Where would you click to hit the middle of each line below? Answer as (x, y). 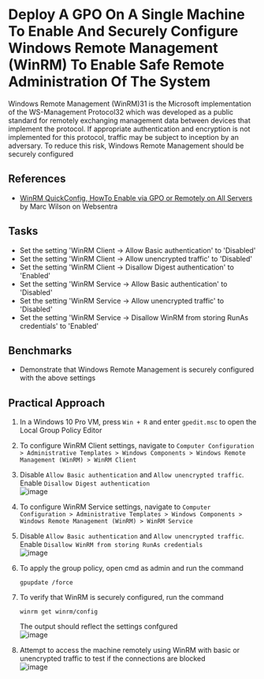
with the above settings (58, 378)
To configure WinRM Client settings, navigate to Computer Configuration (137, 446)
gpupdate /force (46, 583)
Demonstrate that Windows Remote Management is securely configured (137, 370)
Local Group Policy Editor (61, 430)
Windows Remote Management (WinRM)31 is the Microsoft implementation (130, 104)
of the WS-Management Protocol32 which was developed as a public (121, 111)
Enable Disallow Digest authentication (85, 483)
